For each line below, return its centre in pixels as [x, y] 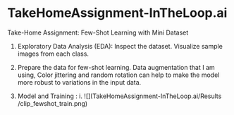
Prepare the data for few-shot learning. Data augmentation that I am [116, 67]
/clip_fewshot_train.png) [53, 103]
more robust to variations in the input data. [79, 82]
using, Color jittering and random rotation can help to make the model [118, 75]
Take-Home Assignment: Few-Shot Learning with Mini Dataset [98, 32]
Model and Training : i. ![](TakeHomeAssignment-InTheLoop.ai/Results [119, 96]
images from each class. [53, 54]
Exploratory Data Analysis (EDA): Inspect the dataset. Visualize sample [120, 46]
